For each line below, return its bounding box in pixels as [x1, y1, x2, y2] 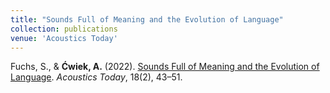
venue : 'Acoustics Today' [10, 33, 118, 43]
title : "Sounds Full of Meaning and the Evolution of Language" [10, 14, 284, 25]
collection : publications [10, 24, 118, 34]
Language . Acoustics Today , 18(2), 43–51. [10, 71, 183, 83]
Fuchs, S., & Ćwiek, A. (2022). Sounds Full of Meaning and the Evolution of [10, 61, 320, 73]
